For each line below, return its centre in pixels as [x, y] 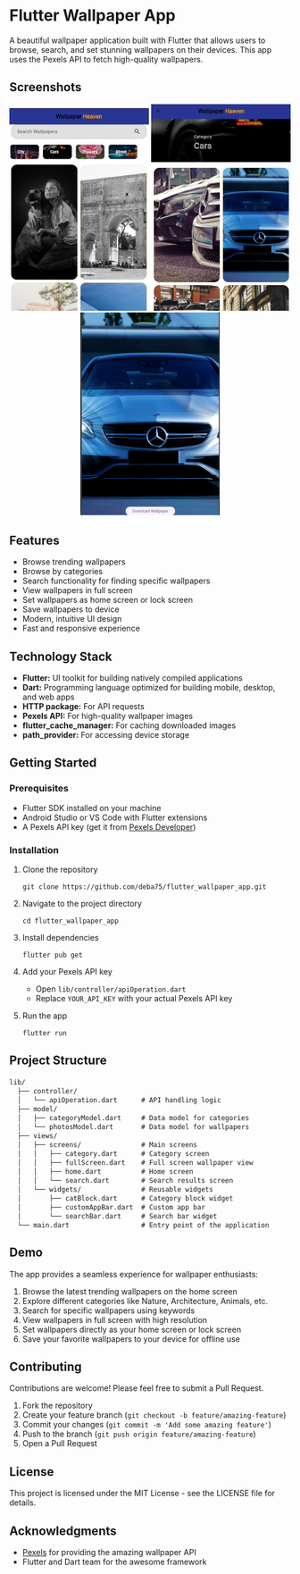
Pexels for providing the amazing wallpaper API [109, 1553]
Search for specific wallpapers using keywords [108, 1310]
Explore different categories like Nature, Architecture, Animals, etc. [145, 1301]
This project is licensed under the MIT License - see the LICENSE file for [142, 1494]
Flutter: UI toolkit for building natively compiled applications [132, 678]
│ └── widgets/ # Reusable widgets [116, 1189]
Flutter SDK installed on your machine [92, 808]
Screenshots [46, 87]
